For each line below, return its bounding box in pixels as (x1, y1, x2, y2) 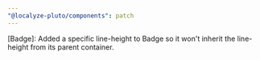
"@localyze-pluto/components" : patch (7, 11, 134, 20)
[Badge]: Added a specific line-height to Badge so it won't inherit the (7, 34, 236, 43)
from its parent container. (30, 42, 114, 52)
